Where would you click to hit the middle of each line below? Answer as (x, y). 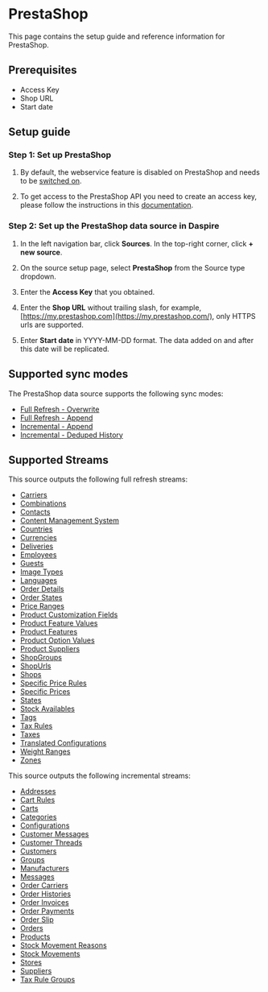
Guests (32, 564)
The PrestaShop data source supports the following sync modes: (116, 393)
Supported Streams (58, 460)
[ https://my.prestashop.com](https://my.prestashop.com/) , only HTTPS (138, 316)
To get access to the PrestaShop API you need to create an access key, (138, 196)
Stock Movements (50, 954)
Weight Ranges (45, 752)
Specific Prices (45, 692)
